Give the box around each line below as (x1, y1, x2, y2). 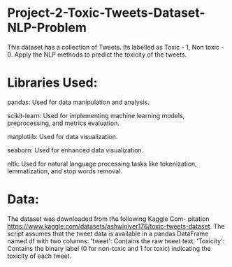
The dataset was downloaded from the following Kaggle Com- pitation (7, 215, 210, 223)
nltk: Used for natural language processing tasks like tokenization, (7, 159, 197, 168)
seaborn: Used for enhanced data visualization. (7, 145, 144, 154)
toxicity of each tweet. (7, 252, 72, 260)
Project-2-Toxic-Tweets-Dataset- (7, 5, 205, 21)
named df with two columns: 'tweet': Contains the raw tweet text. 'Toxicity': (7, 236, 225, 245)
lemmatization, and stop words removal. (7, 166, 122, 175)
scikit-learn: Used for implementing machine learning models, (7, 111, 185, 120)
